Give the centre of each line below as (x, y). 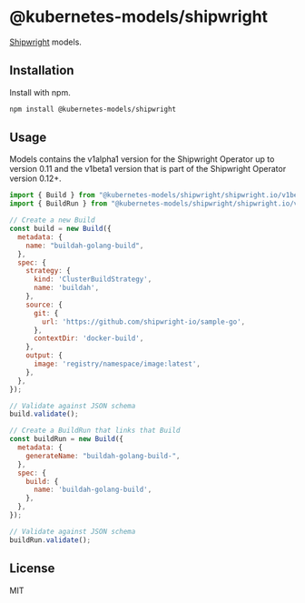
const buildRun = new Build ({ (67, 439)
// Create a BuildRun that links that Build (95, 431)
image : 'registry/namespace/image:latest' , (117, 364)
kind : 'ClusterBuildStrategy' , (93, 279)
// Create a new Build (52, 220)
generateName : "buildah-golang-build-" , (103, 456)
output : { (44, 356)
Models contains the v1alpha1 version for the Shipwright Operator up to (142, 159)
